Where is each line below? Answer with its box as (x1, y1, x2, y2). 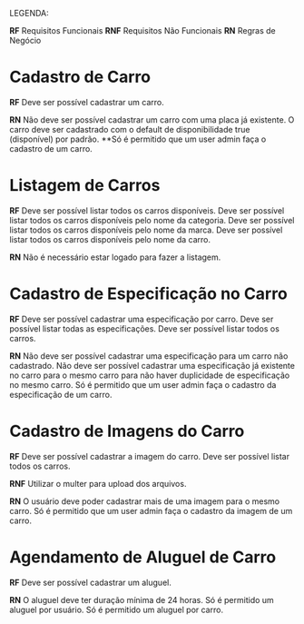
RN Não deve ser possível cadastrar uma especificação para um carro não (9, 350, 289, 362)
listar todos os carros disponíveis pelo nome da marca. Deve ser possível (9, 224, 283, 235)
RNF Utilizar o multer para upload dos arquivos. (9, 478, 187, 489)
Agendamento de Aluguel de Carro (9, 547, 277, 567)
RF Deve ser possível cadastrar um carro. (9, 96, 165, 107)
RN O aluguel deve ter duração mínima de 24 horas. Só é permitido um (9, 594, 274, 605)
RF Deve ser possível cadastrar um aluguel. (9, 577, 172, 588)
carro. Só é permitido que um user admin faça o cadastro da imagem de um (9, 505, 293, 516)
